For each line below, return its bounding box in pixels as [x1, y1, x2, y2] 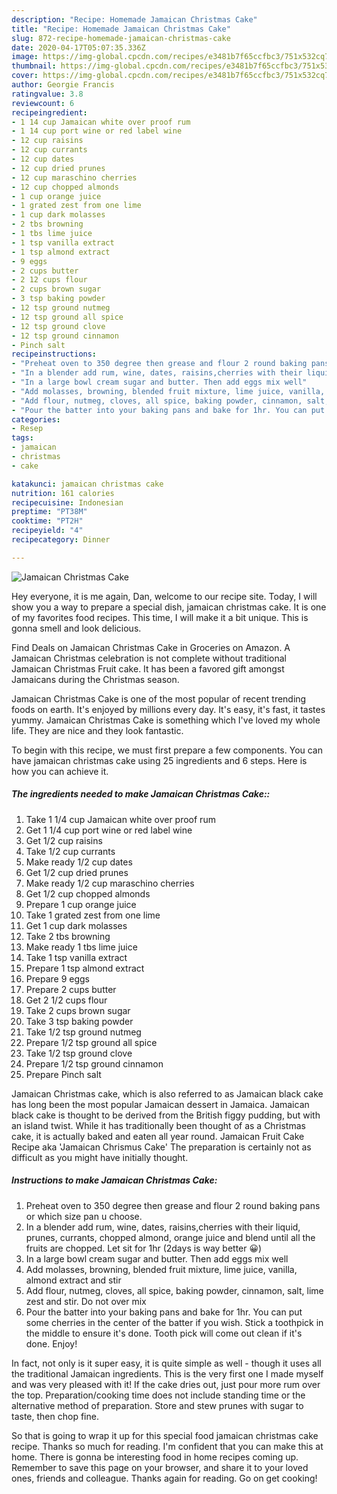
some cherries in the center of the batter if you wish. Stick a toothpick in [25, 1316, 324, 1328]
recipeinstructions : [11, 349, 98, 360]
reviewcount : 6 [11, 98, 75, 108]
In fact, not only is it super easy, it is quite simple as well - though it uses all [11, 1357, 322, 1369]
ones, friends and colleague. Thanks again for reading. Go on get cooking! [11, 1472, 318, 1484]
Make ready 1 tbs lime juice [25, 941, 138, 953]
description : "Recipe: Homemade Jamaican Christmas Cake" [11, 14, 258, 25]
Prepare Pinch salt [25, 1068, 102, 1080]
